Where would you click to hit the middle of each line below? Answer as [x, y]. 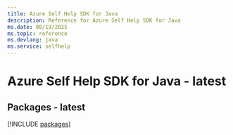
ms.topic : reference [38, 33]
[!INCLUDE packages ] [39, 124]
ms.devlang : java [33, 40]
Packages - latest [46, 107]
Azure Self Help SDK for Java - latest [117, 81]
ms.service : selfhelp [39, 46]
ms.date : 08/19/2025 [38, 27]
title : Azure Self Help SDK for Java [63, 14]
